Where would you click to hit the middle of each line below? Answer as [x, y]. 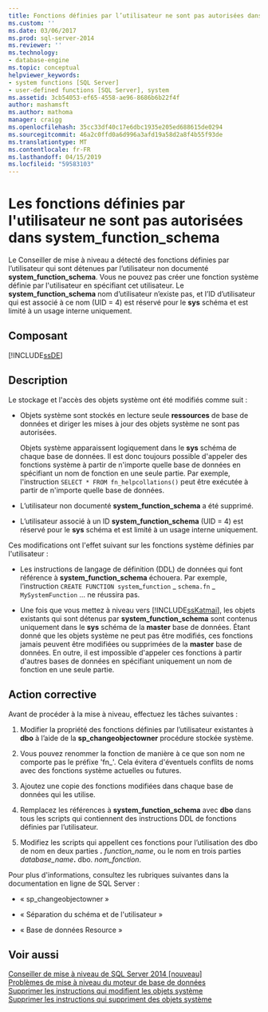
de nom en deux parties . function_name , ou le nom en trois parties [130, 851]
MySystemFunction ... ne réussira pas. [80, 594]
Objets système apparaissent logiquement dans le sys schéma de [128, 448]
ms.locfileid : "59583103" [51, 165]
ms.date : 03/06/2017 [43, 30]
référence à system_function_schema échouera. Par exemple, [123, 577]
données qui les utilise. [57, 794]
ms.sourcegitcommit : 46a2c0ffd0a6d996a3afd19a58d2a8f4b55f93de [116, 134]
